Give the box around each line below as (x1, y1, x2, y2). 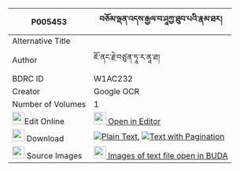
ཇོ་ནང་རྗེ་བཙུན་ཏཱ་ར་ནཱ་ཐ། (93, 52, 161, 62)
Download (26, 133, 65, 144)
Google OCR (93, 86, 140, 96)
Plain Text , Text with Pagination (101, 131, 225, 142)
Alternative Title (12, 35, 71, 46)
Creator (12, 86, 41, 96)
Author (12, 54, 38, 65)
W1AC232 (93, 74, 134, 84)
